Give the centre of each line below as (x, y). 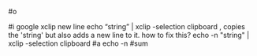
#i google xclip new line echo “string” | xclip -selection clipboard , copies (127, 26)
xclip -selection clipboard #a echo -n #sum (78, 43)
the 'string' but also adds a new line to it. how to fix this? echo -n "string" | (129, 35)
